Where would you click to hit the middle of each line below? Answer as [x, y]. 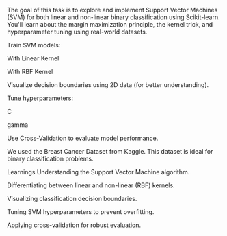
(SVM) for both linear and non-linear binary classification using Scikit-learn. [113, 17]
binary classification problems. [50, 158]
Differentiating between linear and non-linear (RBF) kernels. [91, 185]
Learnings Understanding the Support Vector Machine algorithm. [98, 172]
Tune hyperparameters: [40, 98]
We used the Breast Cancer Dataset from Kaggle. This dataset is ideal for [110, 151]
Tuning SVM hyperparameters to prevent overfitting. [81, 212]
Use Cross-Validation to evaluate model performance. [83, 138]
